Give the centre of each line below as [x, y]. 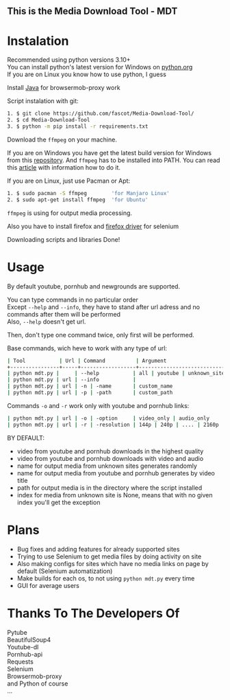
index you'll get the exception [59, 502]
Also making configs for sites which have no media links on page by [113, 563]
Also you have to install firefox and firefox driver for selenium [93, 226]
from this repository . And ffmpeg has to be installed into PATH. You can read [114, 160]
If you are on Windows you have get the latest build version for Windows [110, 153]
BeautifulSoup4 [29, 640]
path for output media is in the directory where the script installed [110, 488]
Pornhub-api [25, 654]
